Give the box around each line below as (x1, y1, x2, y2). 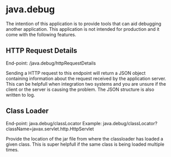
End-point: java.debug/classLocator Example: (6, 120, 102, 126)
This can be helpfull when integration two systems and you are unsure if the (6, 81, 166, 87)
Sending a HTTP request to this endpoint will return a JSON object (6, 70, 146, 76)
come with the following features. (6, 31, 76, 37)
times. (6, 146, 19, 152)
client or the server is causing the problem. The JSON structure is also (6, 86, 155, 92)
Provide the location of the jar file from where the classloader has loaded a (6, 135, 163, 142)
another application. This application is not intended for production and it (6, 26, 160, 32)
